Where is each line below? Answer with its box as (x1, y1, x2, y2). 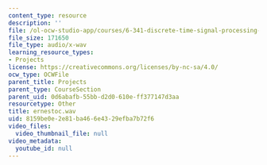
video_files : (8, 122, 52, 130)
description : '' (8, 19, 62, 27)
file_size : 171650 (8, 33, 69, 42)
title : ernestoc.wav (8, 108, 77, 116)
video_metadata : (8, 136, 62, 145)
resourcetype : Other (8, 100, 77, 108)
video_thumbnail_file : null (15, 129, 109, 137)
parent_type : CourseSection (8, 85, 102, 94)
